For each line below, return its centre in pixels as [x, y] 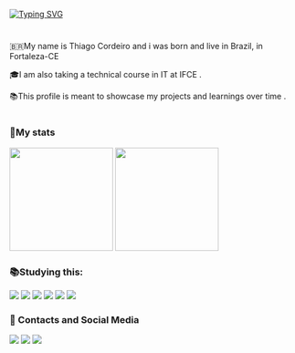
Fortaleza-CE [34, 57]
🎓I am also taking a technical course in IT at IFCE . [106, 75]
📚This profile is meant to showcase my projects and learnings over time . [148, 97]
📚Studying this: [47, 272]
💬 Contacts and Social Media [74, 319]
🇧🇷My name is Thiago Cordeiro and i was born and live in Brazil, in [136, 47]
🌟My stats [32, 132]
